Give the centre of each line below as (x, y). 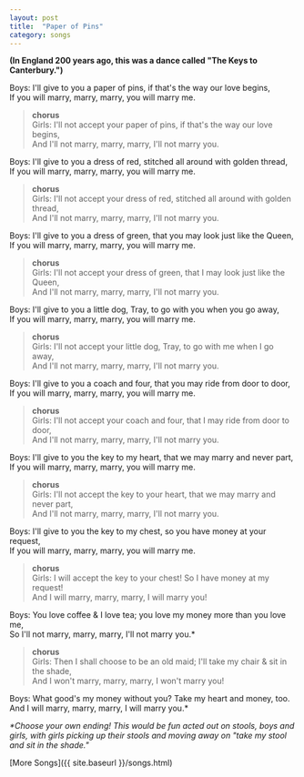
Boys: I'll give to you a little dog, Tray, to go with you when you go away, (145, 309)
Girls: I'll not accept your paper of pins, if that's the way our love (152, 125)
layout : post (34, 18)
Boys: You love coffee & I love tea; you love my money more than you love (148, 615)
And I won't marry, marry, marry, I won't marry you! (128, 681)
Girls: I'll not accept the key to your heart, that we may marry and (153, 494)
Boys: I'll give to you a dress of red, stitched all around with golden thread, (149, 162)
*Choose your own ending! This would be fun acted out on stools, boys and (152, 726)
